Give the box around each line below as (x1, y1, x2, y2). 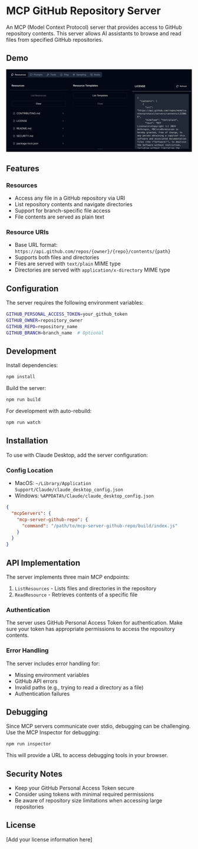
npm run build (6, 397, 41, 403)
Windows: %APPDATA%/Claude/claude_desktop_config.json (14, 492, 154, 499)
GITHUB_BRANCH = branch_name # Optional (6, 330, 104, 336)
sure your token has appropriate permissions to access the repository (6, 626, 176, 633)
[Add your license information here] (6, 835, 93, 843)
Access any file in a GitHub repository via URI (14, 194, 126, 201)
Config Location (6, 466, 53, 474)
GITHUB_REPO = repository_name (6, 323, 78, 329)
